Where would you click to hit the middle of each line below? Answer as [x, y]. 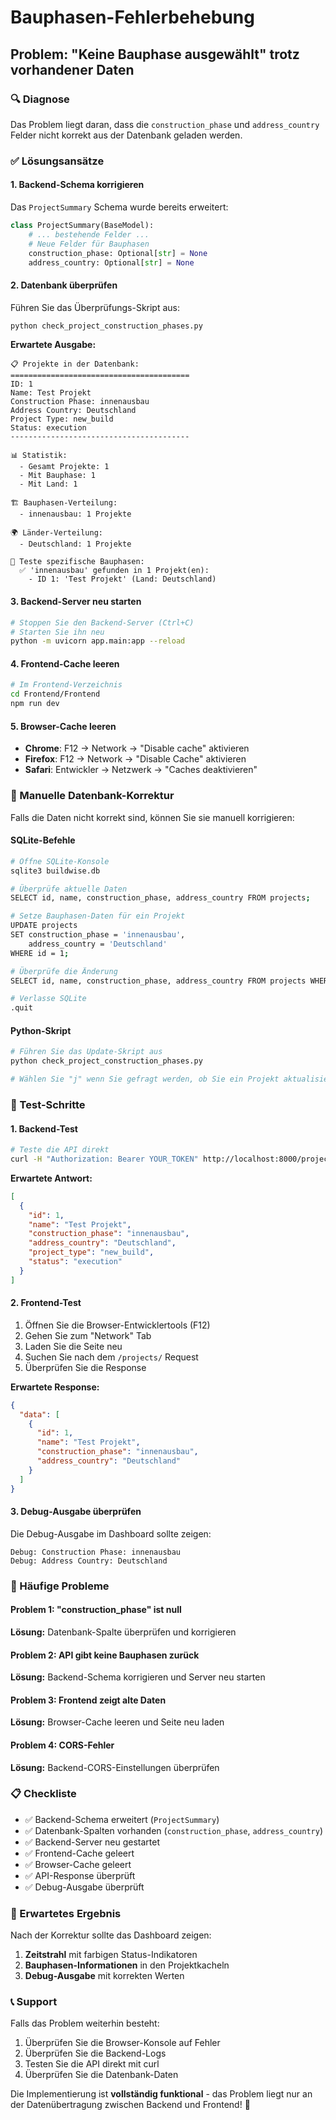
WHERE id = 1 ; [40, 953]
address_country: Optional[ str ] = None [111, 262]
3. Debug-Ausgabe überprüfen [76, 1512]
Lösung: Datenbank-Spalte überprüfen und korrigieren [123, 1632]
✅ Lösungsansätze [57, 161]
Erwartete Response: [55, 1387]
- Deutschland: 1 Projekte [75, 544]
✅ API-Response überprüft [80, 1875]
